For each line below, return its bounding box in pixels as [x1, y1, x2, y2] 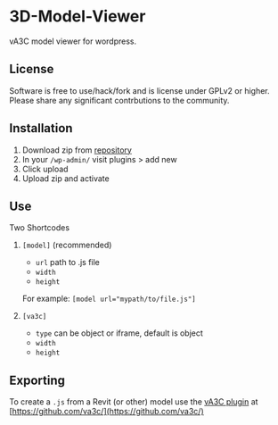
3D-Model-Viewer [9, 6, 146, 27]
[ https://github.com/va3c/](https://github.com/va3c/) [9, 406, 205, 417]
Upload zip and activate [21, 172, 110, 184]
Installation [9, 121, 73, 136]
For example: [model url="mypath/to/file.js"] [21, 293, 196, 304]
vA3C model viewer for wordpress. [9, 36, 137, 46]
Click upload [21, 163, 69, 174]
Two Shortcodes [9, 222, 69, 233]
